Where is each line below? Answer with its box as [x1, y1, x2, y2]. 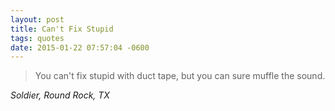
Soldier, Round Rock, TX [10, 89, 110, 101]
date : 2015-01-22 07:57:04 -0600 [10, 42, 150, 53]
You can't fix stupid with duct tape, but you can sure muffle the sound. [34, 70, 326, 82]
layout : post [10, 14, 65, 25]
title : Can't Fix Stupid [10, 24, 114, 34]
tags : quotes [10, 33, 65, 43]
